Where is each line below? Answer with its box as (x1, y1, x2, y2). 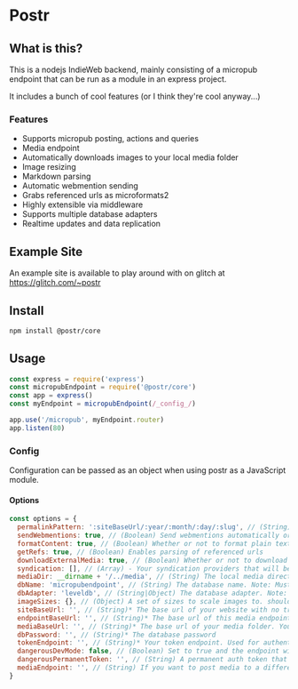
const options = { (9, 515, 77, 524)
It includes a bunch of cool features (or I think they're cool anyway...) (9, 91, 261, 101)
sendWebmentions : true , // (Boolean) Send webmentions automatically (17, 531, 279, 541)
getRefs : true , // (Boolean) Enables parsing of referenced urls (17, 548, 264, 557)
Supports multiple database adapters (21, 209, 158, 220)
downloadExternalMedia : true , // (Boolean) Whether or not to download (17, 556, 288, 565)
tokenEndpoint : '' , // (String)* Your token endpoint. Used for (17, 638, 260, 647)
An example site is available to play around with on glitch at (9, 268, 225, 278)
